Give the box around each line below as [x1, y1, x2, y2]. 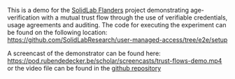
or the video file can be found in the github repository [7, 64, 162, 72]
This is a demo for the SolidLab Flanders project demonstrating [7, 6, 190, 14]
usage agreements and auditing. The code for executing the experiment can [7, 21, 227, 29]
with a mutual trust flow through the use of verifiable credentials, [41, 13, 228, 22]
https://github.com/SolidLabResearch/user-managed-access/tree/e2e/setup [7, 36, 228, 44]
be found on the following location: [7, 28, 108, 36]
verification [7, 13, 40, 22]
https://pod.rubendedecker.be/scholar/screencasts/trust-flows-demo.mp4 [7, 57, 222, 65]
